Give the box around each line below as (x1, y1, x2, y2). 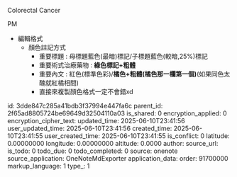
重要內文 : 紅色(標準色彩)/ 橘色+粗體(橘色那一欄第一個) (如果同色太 (38, 70, 231, 78)
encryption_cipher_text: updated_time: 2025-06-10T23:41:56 (7, 117, 186, 125)
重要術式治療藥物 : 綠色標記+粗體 (38, 61, 136, 69)
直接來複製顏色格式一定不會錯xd (38, 88, 133, 96)
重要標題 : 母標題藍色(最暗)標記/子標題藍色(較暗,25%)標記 (38, 52, 208, 60)
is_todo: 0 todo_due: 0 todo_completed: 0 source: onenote (7, 147, 178, 155)
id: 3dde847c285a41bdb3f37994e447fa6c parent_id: (7, 102, 163, 110)
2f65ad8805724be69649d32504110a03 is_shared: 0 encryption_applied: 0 (7, 109, 227, 118)
